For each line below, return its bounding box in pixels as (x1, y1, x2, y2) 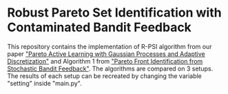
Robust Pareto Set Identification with (7, 5, 222, 21)
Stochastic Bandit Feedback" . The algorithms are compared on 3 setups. (7, 64, 214, 73)
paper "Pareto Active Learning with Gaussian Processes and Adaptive (7, 50, 205, 58)
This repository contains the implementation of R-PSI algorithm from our (7, 42, 212, 50)
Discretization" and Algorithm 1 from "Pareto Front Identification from (7, 57, 203, 65)
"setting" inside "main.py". (7, 79, 82, 87)
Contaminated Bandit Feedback (7, 19, 191, 35)
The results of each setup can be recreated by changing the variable (7, 71, 202, 80)
